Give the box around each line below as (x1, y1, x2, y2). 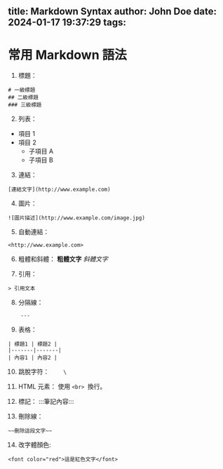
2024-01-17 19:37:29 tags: (8, 17, 127, 29)
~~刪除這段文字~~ (8, 428, 52, 435)
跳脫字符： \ (18, 367, 67, 376)
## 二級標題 (8, 94, 39, 101)
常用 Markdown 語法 (8, 47, 127, 62)
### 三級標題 (8, 102, 42, 109)
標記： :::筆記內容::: (18, 397, 74, 406)
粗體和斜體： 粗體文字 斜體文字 (18, 255, 108, 264)
